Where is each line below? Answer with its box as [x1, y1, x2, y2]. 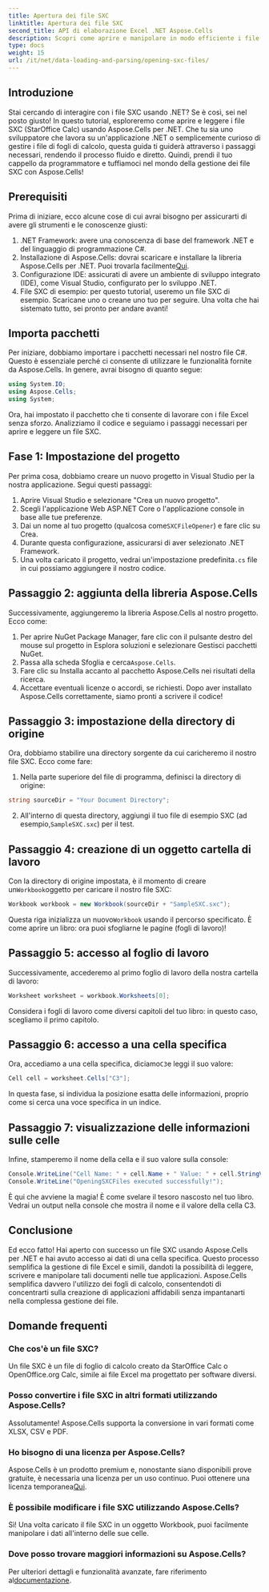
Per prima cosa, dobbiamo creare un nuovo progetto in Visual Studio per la [8, 471, 255, 480]
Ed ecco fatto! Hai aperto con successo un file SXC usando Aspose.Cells [8, 1244, 248, 1254]
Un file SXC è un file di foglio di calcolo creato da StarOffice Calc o [8, 1361, 228, 1371]
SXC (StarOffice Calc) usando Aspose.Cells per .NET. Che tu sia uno [8, 124, 234, 134]
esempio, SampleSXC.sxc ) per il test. [19, 819, 134, 829]
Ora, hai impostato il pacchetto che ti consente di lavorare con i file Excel [8, 409, 249, 419]
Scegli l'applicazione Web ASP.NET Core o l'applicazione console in [19, 504, 245, 513]
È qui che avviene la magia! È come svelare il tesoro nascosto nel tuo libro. [8, 1192, 255, 1201]
